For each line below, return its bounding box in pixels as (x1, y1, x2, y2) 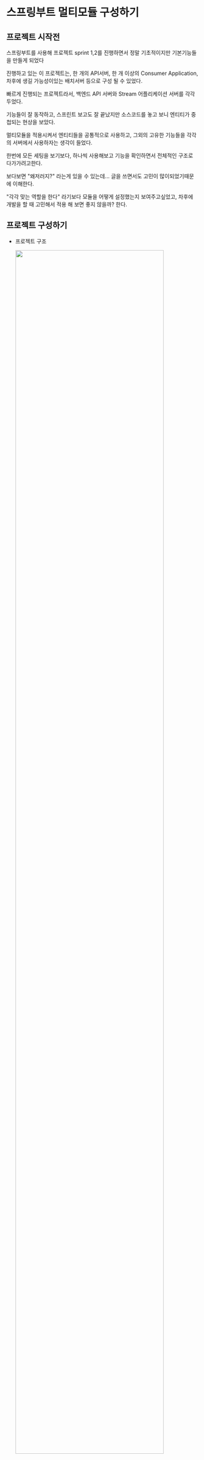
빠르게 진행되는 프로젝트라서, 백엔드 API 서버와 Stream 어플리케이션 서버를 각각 (6, 90, 195, 98)
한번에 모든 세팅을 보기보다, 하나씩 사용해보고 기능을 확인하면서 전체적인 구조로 (6, 152, 194, 159)
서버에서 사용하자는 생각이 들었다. (12, 139, 93, 146)
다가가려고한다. (6, 160, 43, 166)
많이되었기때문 (159, 173, 194, 180)
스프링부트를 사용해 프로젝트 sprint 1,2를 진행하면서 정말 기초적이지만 (6, 49, 171, 56)
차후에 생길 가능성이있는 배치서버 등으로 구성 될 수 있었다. (6, 77, 143, 84)
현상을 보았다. (22, 118, 55, 126)
